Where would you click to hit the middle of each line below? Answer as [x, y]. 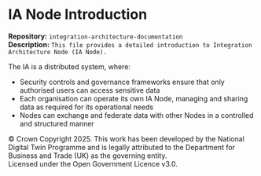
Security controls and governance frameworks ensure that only [122, 82]
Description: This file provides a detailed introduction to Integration [130, 44]
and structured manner [57, 123]
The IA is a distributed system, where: [70, 66]
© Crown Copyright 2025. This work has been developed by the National [127, 138]
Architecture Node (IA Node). [58, 52]
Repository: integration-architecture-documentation [96, 36]
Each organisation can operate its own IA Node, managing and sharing [134, 98]
